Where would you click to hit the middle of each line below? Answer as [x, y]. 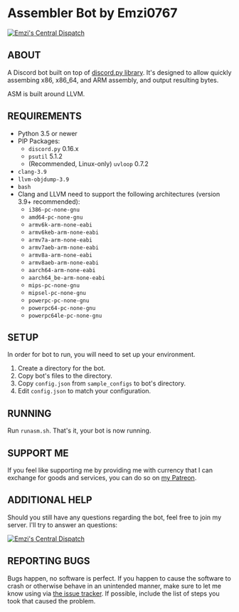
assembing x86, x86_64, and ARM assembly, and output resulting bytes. [113, 80]
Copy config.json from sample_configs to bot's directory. [102, 383]
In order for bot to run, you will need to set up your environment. [101, 355]
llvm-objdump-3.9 [43, 180]
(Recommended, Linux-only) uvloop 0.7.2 [88, 164]
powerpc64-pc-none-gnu [62, 308]
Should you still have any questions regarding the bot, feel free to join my [115, 517]
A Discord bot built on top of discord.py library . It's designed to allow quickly [119, 72]
